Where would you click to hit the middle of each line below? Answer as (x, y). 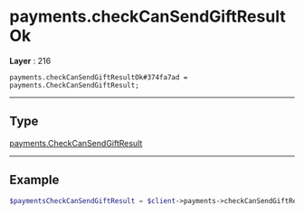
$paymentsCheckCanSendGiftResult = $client (93, 200)
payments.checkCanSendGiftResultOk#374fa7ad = (99, 77)
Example (34, 180)
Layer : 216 (30, 60)
